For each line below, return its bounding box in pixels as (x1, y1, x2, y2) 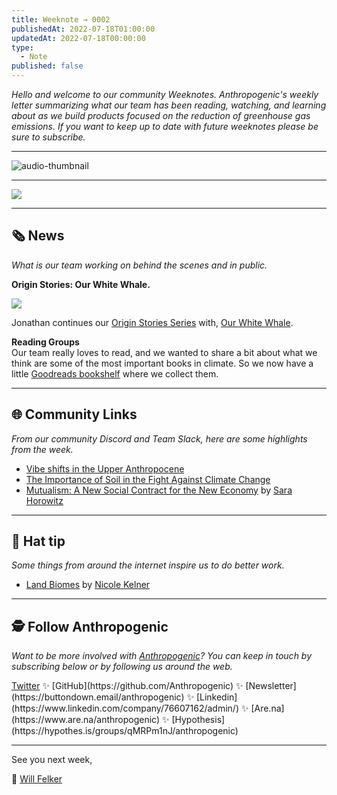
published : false (11, 61, 84, 71)
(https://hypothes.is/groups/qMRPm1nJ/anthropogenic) (11, 725, 239, 737)
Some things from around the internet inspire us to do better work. (11, 559, 285, 571)
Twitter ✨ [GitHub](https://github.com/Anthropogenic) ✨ (11, 680, 244, 692)
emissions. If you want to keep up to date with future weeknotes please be (11, 121, 319, 132)
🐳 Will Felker (11, 773, 63, 785)
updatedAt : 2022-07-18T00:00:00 (11, 33, 146, 43)
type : (11, 42, 34, 53)
